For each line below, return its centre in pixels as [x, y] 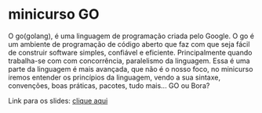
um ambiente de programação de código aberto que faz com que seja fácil [129, 44]
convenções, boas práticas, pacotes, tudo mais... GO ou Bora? [109, 85]
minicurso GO [54, 14]
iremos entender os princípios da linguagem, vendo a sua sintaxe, [115, 77]
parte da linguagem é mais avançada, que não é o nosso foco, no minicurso [131, 69]
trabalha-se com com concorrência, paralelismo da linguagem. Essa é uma [129, 61]
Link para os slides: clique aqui [58, 101]
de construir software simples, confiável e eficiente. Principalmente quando [130, 52]
